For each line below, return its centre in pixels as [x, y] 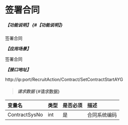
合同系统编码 [102, 115]
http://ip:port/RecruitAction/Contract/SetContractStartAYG [64, 80]
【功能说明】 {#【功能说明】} [34, 25]
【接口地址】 [18, 70]
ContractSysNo [25, 115]
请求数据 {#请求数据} [38, 91]
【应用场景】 [18, 49]
